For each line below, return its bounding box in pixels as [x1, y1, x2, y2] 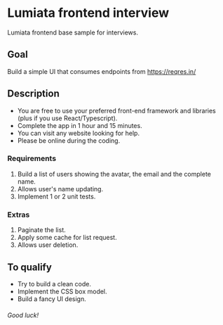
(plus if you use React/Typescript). [17, 114, 118, 122]
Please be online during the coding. [17, 136, 121, 145]
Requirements [7, 153, 57, 163]
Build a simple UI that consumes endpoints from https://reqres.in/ [7, 67, 196, 75]
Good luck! [7, 311, 39, 319]
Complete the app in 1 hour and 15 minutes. [17, 121, 142, 129]
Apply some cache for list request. [17, 234, 117, 242]
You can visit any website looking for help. [17, 129, 140, 137]
